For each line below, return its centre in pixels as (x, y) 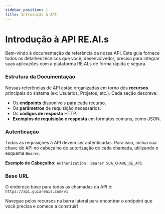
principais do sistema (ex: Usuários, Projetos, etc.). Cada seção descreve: (81, 93)
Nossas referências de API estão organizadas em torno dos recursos (77, 88)
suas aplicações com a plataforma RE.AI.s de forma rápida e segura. (76, 64)
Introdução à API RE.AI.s (57, 39)
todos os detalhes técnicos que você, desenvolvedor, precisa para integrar (82, 59)
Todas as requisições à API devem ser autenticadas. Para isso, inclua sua (81, 143)
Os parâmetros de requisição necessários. (57, 108)
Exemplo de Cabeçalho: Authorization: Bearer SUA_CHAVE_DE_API (74, 163)
